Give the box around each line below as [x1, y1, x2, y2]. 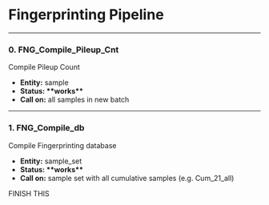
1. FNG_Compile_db [8, 123, 85, 134]
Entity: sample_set [19, 156, 82, 166]
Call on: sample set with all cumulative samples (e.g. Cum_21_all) [19, 173, 235, 183]
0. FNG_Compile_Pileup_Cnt [8, 44, 119, 55]
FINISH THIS [8, 188, 50, 198]
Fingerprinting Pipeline [8, 6, 164, 24]
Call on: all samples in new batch [19, 94, 130, 105]
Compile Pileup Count [8, 62, 80, 72]
